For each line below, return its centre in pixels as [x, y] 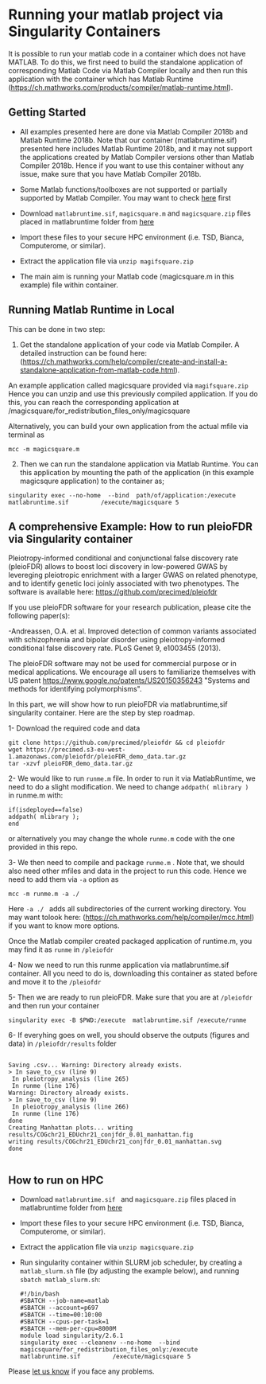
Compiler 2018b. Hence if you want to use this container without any [132, 166]
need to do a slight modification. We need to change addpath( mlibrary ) [129, 787]
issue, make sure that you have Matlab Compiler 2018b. [110, 173]
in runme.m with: [36, 795]
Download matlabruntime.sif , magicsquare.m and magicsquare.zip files [135, 213]
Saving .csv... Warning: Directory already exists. [95, 1065]
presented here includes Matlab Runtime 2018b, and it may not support [136, 148]
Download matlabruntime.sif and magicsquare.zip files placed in [128, 1199]
